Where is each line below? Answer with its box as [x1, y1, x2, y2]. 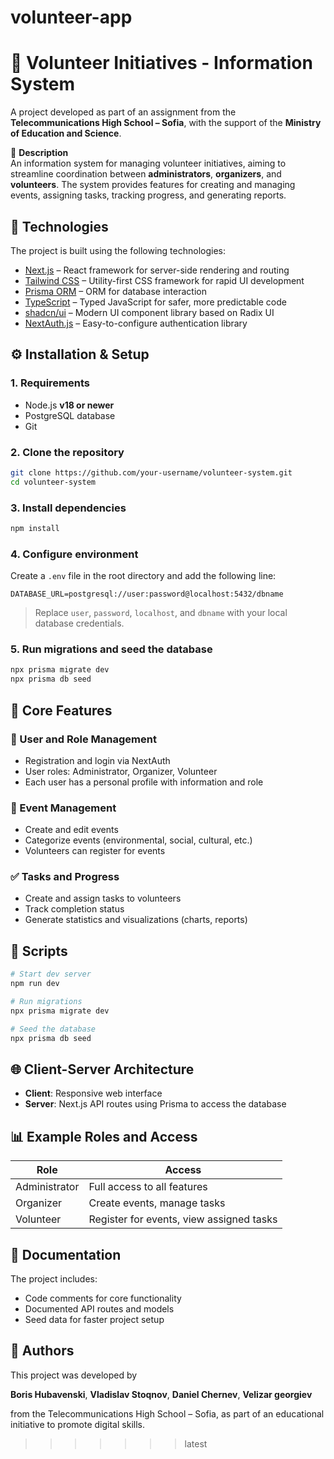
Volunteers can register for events [24, 845, 166, 857]
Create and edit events [24, 824, 119, 836]
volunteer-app [10, 6, 133, 29]
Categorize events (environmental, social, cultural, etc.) [24, 834, 253, 846]
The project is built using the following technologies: [10, 244, 226, 256]
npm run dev [10, 979, 60, 989]
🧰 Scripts [10, 942, 68, 960]
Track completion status [24, 903, 125, 915]
